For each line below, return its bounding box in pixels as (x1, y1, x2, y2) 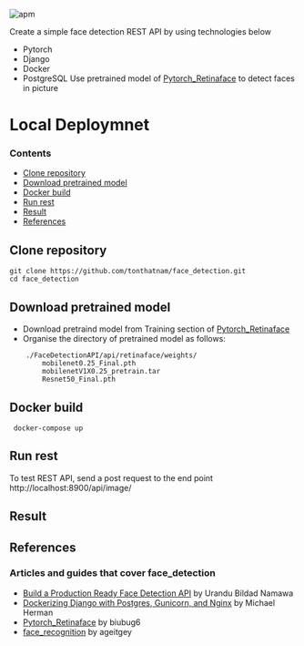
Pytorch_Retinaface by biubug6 (22, 616, 141, 628)
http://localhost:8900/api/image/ (9, 482, 132, 493)
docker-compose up (13, 424, 84, 433)
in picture (22, 83, 59, 93)
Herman (22, 607, 54, 618)
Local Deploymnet (9, 115, 150, 136)
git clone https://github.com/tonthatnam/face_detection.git (9, 267, 247, 276)
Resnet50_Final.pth (42, 374, 117, 385)
